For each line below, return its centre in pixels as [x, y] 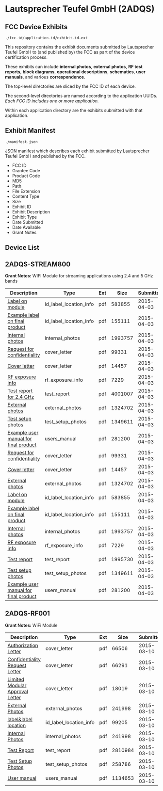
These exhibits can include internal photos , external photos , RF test [74, 67]
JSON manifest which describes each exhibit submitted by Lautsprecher [77, 151]
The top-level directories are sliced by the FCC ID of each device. [71, 86]
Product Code [26, 176]
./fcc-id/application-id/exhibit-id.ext [47, 38]
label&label [20, 719]
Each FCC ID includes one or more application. [52, 101]
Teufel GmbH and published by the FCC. [45, 156]
